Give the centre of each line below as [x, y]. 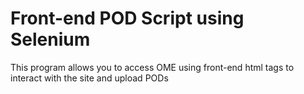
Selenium [50, 39]
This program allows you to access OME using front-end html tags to [152, 67]
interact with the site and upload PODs [89, 78]
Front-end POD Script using [127, 18]
